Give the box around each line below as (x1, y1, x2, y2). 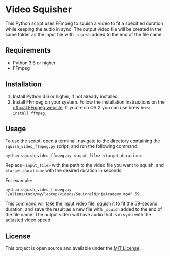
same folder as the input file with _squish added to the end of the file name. (5, 31, 163, 37)
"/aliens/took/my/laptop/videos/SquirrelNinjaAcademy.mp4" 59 (5, 192, 140, 197)
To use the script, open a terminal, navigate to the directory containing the (5, 138, 160, 144)
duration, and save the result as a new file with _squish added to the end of (5, 206, 162, 212)
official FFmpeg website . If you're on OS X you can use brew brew (12, 104, 150, 110)
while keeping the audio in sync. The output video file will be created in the (5, 25, 162, 32)
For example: (5, 177, 33, 184)
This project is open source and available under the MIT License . (5, 245, 141, 251)
